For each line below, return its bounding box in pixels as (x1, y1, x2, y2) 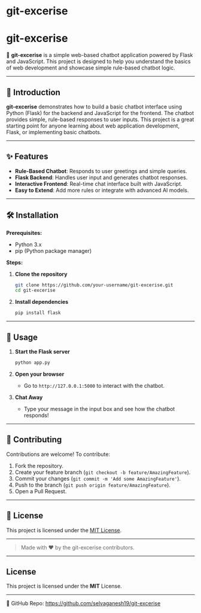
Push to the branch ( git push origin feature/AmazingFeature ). (14, 481, 170, 488)
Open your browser (14, 370, 65, 378)
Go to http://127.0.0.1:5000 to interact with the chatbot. (23, 382, 165, 389)
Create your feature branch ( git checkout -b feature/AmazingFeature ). (14, 469, 191, 476)
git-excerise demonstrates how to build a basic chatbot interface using (6, 103, 182, 110)
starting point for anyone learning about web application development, (6, 122, 180, 129)
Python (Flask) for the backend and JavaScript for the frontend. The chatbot (6, 109, 194, 116)
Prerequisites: (6, 229, 42, 236)
